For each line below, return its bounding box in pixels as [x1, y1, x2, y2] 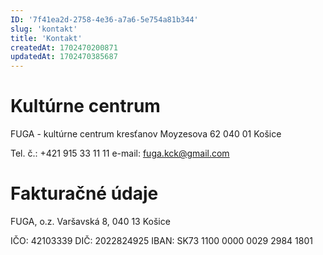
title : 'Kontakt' [10, 33, 83, 43]
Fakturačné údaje [10, 182, 159, 205]
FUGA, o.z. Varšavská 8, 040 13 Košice [10, 216, 171, 227]
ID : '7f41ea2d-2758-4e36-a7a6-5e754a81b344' [10, 14, 199, 25]
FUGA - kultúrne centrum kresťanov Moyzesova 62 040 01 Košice [10, 128, 282, 140]
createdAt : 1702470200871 [10, 42, 118, 53]
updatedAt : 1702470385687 [10, 52, 118, 62]
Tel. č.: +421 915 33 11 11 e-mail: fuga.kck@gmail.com [10, 147, 230, 160]
